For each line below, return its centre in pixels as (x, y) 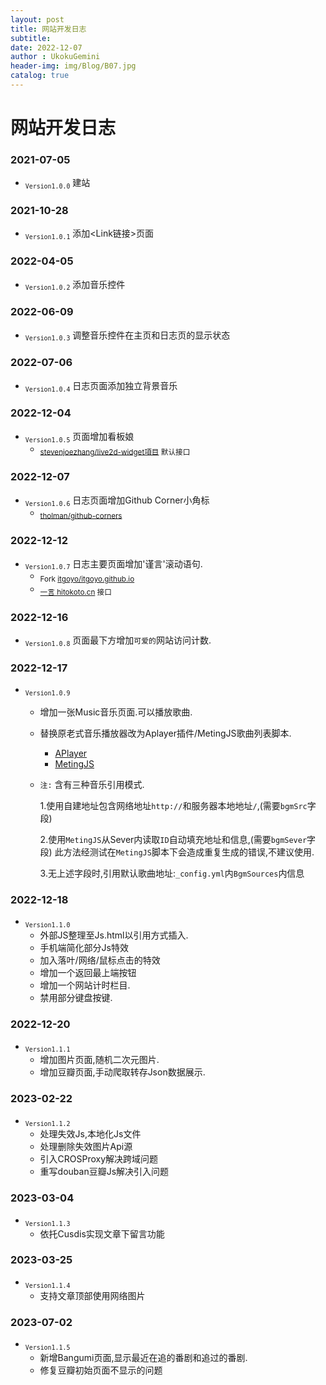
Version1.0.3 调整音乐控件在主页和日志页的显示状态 (127, 336)
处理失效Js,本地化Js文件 (90, 1134)
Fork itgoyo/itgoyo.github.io (87, 579)
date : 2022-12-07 (46, 47)
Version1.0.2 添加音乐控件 (75, 285)
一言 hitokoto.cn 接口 (75, 592)
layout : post (37, 19)
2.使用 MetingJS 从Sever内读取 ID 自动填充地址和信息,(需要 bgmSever (173, 840)
